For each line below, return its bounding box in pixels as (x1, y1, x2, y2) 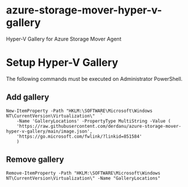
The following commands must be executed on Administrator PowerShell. (6, 75, 183, 82)
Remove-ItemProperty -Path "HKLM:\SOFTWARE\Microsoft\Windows (6, 170, 161, 176)
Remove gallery (6, 155, 64, 165)
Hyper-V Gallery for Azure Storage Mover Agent (6, 35, 121, 42)
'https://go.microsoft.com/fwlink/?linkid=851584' (16, 133, 142, 140)
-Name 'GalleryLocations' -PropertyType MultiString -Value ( (16, 118, 171, 124)
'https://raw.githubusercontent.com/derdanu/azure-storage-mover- (16, 123, 182, 129)
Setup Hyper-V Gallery (6, 56, 119, 69)
